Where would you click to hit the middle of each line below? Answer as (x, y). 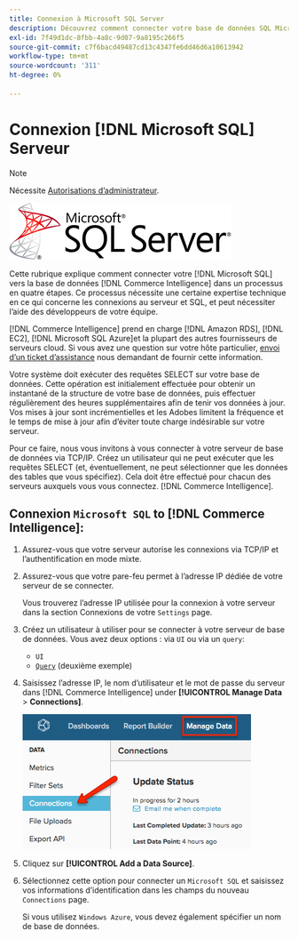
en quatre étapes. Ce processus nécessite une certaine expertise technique (148, 293)
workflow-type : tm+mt (49, 56)
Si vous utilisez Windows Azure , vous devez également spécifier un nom (152, 917)
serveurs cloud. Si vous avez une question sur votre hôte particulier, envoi (145, 348)
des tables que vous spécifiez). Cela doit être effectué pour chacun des (140, 477)
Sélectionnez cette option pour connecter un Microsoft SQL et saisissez (153, 880)
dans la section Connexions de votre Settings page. (117, 612)
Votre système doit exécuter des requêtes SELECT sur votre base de (134, 374)
